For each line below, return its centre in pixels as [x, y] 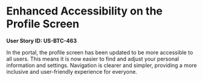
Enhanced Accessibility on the [85, 11]
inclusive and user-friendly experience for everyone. [72, 71]
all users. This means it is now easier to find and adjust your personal [93, 59]
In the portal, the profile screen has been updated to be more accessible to [100, 52]
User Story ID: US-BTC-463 [42, 40]
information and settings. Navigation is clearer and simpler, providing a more [101, 65]
